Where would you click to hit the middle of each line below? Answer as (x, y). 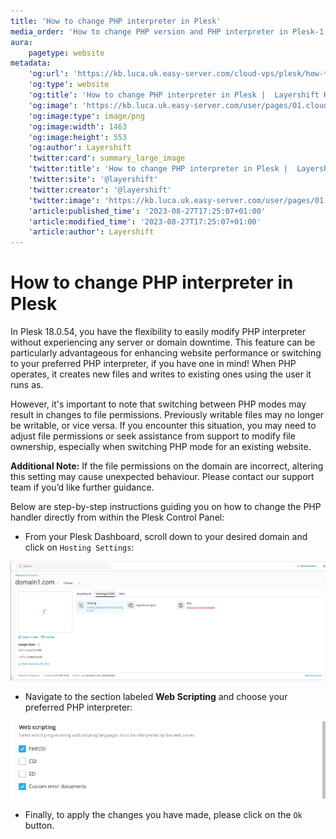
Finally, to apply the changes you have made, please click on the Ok (163, 814)
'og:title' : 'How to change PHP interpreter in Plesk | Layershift (174, 95)
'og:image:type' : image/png (86, 116)
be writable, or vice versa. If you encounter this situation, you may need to (163, 426)
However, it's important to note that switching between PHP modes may (158, 404)
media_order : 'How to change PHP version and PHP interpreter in (149, 31)
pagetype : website (66, 53)
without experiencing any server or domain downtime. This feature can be (163, 342)
